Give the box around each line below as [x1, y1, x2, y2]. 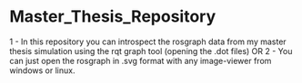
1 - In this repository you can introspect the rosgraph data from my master [9, 36, 287, 47]
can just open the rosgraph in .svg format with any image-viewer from [9, 55, 272, 66]
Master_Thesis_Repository [9, 6, 216, 27]
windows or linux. [9, 65, 75, 76]
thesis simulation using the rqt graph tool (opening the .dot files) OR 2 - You [9, 45, 293, 56]
